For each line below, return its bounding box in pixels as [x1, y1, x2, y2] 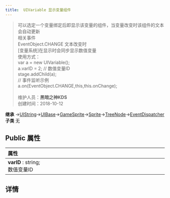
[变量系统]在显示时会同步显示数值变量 [17, 47, 97, 53]
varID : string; [8, 159, 40, 166]
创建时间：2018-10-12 [17, 100, 64, 106]
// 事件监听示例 [17, 77, 49, 83]
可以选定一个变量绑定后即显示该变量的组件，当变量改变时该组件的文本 [17, 22, 164, 28]
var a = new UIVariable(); [17, 59, 70, 65]
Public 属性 [5, 134, 40, 142]
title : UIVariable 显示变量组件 [5, 7, 71, 13]
